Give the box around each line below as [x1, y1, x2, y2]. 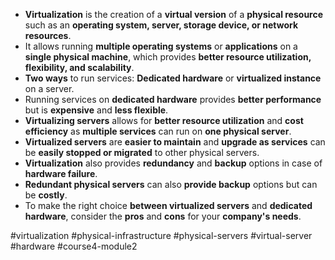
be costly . [24, 189, 68, 201]
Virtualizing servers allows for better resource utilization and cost [24, 115, 304, 126]
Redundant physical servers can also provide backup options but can [24, 179, 318, 190]
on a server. [24, 83, 75, 94]
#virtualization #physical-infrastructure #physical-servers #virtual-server [10, 230, 313, 241]
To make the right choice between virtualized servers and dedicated [24, 200, 313, 211]
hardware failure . [24, 168, 98, 179]
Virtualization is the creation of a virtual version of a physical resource [24, 9, 324, 20]
